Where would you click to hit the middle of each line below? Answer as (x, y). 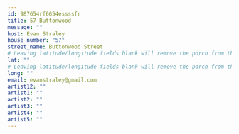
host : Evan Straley (36, 34)
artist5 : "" (25, 119)
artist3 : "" (25, 106)
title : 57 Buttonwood (39, 21)
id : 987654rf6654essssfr (44, 14)
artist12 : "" (27, 86)
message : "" (25, 27)
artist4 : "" (25, 113)
